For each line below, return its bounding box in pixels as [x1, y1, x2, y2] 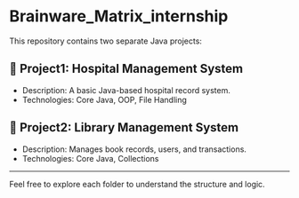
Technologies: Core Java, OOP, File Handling [21, 94, 187, 105]
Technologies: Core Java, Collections [21, 153, 159, 163]
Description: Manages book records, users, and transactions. [21, 144, 247, 154]
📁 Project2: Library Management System [9, 120, 239, 135]
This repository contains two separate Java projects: [9, 36, 203, 46]
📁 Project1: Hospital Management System [9, 61, 243, 76]
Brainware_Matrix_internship [9, 6, 229, 27]
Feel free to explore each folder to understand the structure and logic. [9, 178, 265, 189]
